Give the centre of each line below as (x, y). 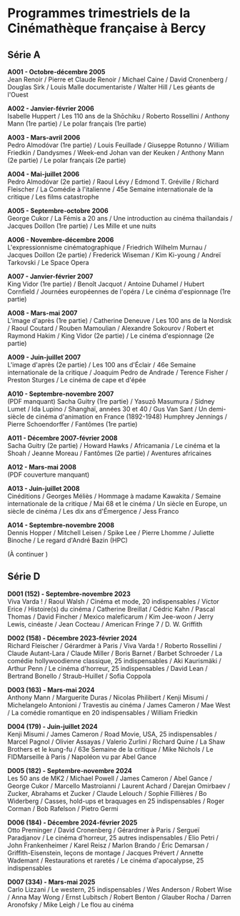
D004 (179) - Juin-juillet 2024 (52, 726)
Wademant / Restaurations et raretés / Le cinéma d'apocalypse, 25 (106, 860)
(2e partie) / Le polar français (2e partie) (67, 160)
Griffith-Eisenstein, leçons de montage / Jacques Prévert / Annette (105, 852)
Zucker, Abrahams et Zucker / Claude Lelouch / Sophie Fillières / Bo (107, 793)
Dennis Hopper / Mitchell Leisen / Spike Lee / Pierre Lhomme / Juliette (111, 533)
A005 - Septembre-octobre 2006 (58, 211)
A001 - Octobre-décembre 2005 (56, 72)
